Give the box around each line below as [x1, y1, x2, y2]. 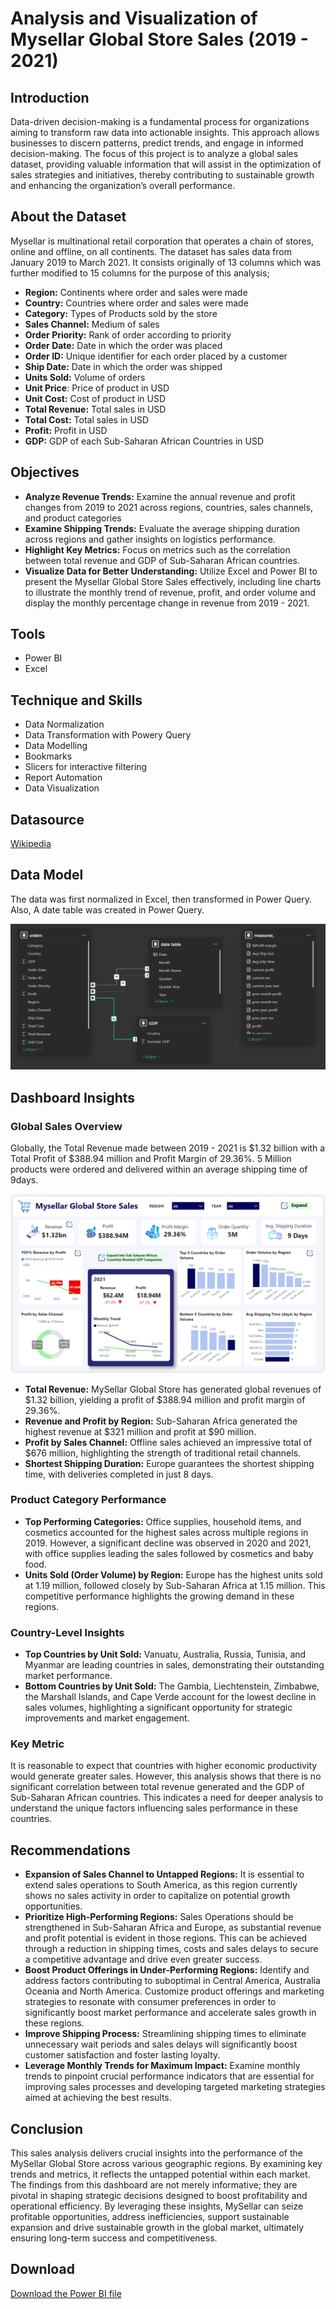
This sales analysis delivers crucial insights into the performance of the [10, 2147, 303, 2159]
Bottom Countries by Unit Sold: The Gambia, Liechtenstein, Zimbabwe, [24, 1680, 320, 1692]
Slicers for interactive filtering [24, 761, 148, 773]
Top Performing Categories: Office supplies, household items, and [24, 1515, 302, 1527]
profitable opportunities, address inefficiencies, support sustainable [10, 2211, 290, 2223]
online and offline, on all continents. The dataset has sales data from [10, 245, 292, 257]
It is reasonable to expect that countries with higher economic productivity [10, 1760, 318, 1772]
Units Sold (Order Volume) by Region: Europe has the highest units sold [24, 1568, 323, 1581]
